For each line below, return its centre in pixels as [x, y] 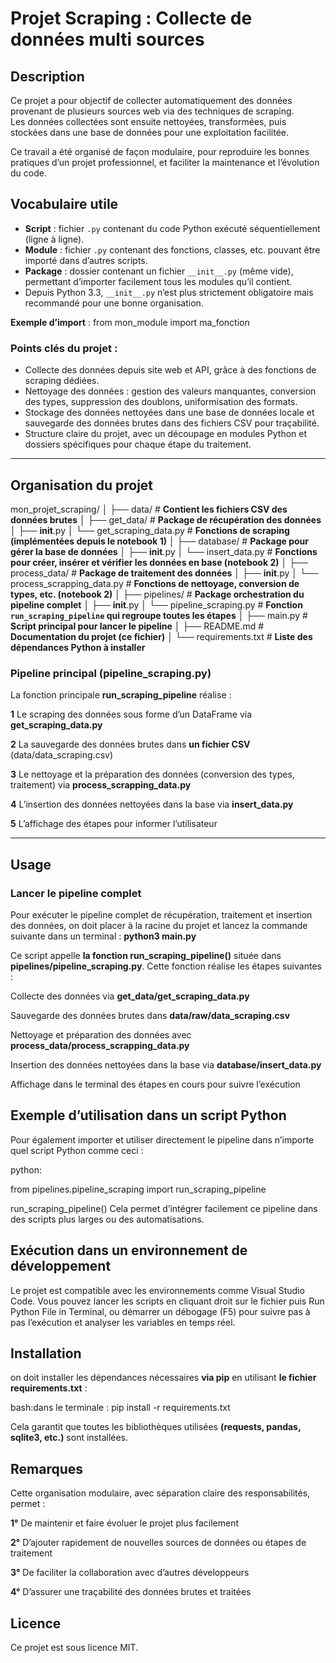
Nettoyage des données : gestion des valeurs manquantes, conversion [170, 391]
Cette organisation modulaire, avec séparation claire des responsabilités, [160, 1493]
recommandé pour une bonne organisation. [114, 303]
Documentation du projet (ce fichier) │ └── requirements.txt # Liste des [161, 636]
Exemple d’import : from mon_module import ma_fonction [130, 322]
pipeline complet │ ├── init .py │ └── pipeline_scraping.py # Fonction [156, 604]
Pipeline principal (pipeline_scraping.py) [111, 673]
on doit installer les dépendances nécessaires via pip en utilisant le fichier [163, 1378]
